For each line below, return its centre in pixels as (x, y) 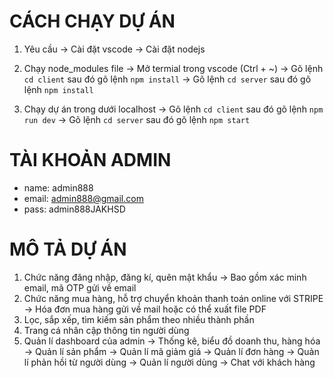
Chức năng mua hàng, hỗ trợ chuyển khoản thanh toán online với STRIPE (173, 298)
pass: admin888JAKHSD (74, 209)
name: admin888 (58, 187)
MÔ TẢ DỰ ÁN (68, 249)
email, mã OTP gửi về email (80, 287)
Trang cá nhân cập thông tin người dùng (106, 330)
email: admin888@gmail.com (83, 198)
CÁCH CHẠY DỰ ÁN (92, 21)
